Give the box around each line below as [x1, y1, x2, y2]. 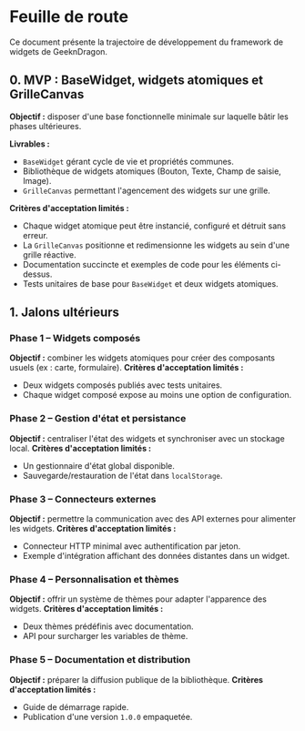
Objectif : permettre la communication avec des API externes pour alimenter [9, 513, 296, 524]
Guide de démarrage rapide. [22, 701, 129, 712]
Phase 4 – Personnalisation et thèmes [9, 573, 179, 585]
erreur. [22, 229, 48, 240]
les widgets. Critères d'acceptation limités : [9, 523, 177, 534]
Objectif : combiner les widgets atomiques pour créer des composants [9, 352, 276, 363]
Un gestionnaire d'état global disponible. [22, 460, 176, 471]
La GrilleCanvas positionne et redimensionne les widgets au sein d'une [22, 239, 290, 250]
